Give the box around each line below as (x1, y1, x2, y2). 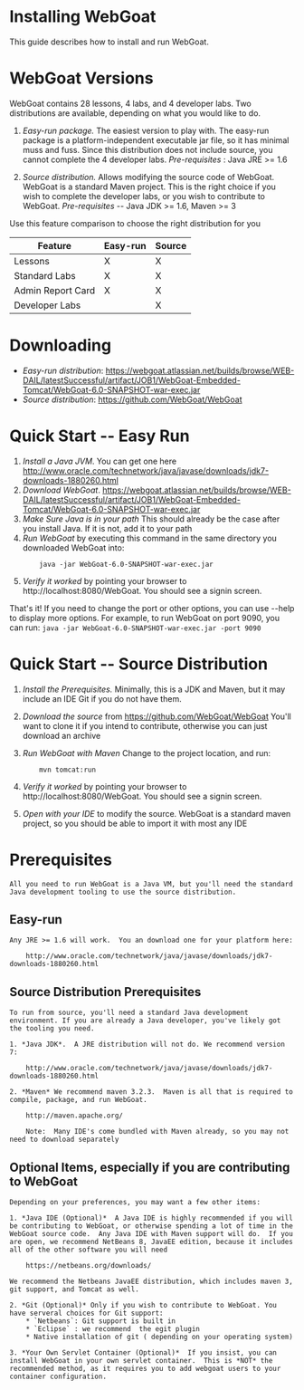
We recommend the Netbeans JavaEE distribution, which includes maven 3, (9, 1277, 294, 1287)
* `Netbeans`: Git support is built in (25, 1317, 176, 1326)
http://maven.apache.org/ (25, 1111, 124, 1120)
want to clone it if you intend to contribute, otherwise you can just (22, 720, 268, 731)
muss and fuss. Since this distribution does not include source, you (22, 144, 273, 155)
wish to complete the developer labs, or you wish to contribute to (22, 190, 265, 201)
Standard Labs (14, 269, 76, 282)
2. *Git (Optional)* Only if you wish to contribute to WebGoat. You (9, 1301, 278, 1310)
